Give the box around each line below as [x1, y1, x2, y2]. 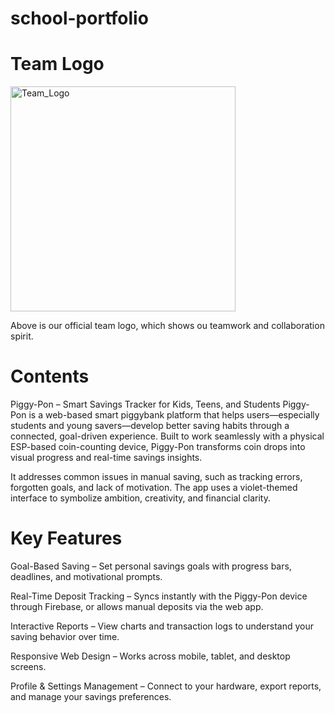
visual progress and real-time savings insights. [10, 452, 203, 464]
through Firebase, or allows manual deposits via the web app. [10, 601, 264, 612]
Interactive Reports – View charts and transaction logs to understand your [10, 620, 315, 632]
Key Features [10, 527, 123, 550]
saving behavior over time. [10, 631, 120, 642]
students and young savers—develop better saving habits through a [10, 420, 290, 432]
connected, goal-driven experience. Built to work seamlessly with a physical [10, 430, 325, 442]
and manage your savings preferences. [10, 691, 172, 702]
